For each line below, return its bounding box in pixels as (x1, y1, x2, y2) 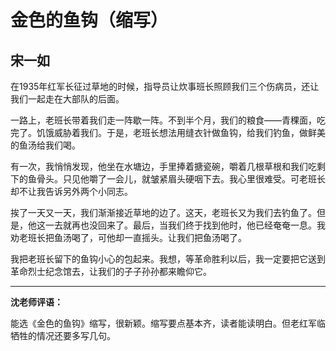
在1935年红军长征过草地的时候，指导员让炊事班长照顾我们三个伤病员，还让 (10, 81, 320, 92)
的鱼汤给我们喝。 (10, 139, 81, 151)
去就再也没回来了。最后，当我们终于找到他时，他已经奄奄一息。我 (53, 219, 326, 231)
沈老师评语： (10, 296, 63, 308)
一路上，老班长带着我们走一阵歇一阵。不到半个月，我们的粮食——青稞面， (10, 114, 317, 126)
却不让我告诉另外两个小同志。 (10, 186, 133, 197)
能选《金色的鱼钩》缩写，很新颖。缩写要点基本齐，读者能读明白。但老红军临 (10, 317, 326, 329)
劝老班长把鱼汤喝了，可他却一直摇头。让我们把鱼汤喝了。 (10, 232, 247, 243)
